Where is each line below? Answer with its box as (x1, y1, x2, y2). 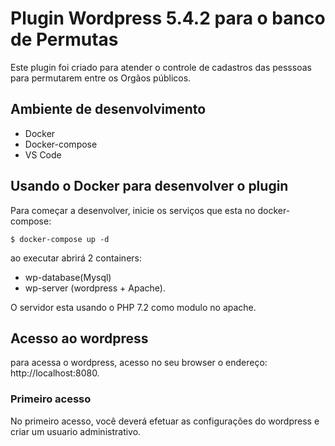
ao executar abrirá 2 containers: (10, 252, 142, 264)
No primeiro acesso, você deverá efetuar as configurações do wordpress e (10, 415, 320, 427)
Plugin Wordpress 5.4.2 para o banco (10, 7, 326, 30)
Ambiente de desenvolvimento (10, 101, 207, 118)
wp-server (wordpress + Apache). (24, 282, 166, 294)
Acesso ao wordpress (10, 330, 149, 347)
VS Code (24, 148, 62, 161)
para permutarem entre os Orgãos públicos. (10, 72, 192, 84)
